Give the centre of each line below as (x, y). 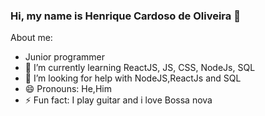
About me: (31, 38)
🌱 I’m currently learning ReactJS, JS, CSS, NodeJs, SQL (140, 68)
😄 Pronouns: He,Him (68, 89)
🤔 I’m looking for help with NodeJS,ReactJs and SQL (133, 78)
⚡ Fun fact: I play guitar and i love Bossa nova (118, 100)
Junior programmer (65, 57)
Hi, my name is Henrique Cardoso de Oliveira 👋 (125, 16)
